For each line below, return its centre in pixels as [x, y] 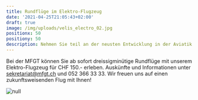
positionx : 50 [24, 34]
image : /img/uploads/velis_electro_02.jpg [59, 28]
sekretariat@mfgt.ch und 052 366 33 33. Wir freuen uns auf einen [87, 74]
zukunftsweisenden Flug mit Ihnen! [49, 79]
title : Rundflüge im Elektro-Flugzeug [54, 11]
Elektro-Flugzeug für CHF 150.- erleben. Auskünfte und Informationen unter [98, 67]
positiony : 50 [24, 39]
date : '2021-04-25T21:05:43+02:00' [50, 17]
